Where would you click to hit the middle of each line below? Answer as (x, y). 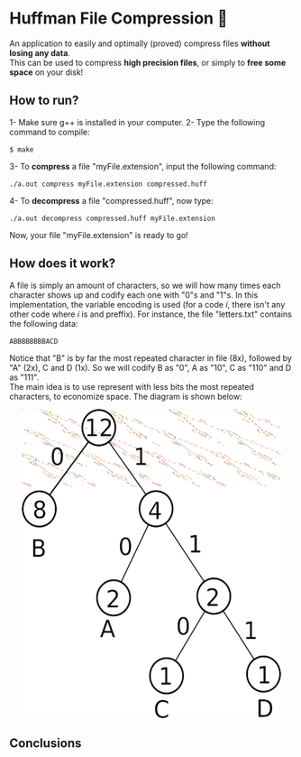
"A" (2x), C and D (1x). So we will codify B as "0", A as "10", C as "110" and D (150, 367)
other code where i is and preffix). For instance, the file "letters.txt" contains (151, 314)
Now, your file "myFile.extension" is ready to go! (99, 235)
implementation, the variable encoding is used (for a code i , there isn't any (147, 304)
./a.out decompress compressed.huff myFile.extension (113, 218)
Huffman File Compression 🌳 (119, 18)
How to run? (44, 101)
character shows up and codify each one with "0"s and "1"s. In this (134, 295)
